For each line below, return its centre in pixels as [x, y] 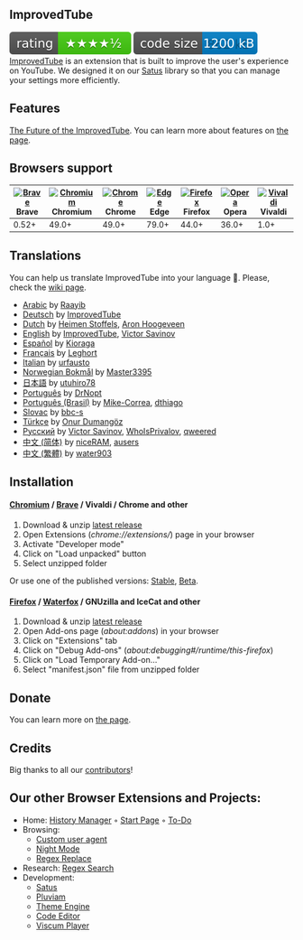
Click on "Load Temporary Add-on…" [91, 660]
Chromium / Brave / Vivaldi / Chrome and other [99, 505]
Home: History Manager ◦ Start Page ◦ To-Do [107, 820]
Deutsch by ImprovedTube [72, 314]
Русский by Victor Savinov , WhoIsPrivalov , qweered [119, 431]
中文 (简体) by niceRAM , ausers [81, 442]
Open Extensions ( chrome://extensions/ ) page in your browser [138, 535]
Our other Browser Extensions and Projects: [135, 798]
